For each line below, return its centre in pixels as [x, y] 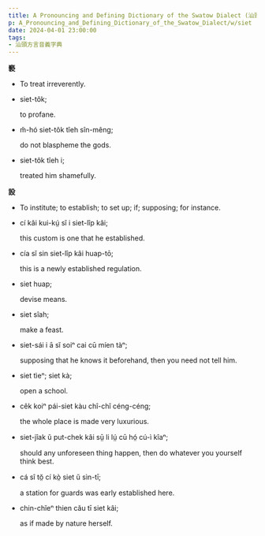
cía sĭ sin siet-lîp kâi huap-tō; [67, 254]
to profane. [37, 114]
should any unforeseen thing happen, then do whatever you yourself [131, 453]
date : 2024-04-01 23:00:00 [52, 30]
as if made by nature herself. [66, 523]
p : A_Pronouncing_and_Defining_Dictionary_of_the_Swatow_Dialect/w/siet [130, 23]
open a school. [44, 391]
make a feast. [42, 330]
